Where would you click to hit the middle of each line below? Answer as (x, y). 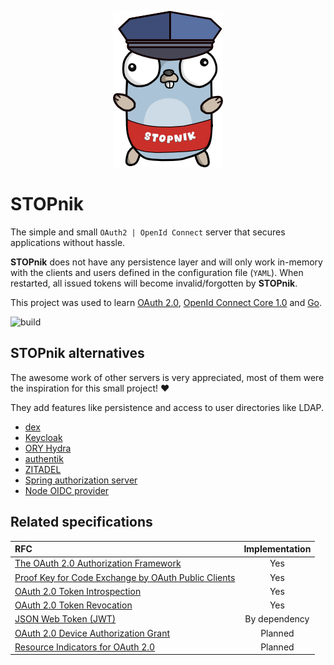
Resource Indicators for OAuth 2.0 (85, 647)
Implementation (277, 549)
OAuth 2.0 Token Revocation (73, 605)
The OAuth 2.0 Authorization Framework (98, 563)
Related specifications (81, 522)
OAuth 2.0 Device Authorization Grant (92, 633)
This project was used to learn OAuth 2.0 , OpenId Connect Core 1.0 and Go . (166, 302)
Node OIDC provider (67, 490)
